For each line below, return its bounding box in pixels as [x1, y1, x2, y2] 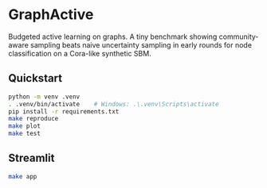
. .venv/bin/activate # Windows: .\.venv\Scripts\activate [8, 100, 219, 108]
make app [8, 172, 37, 180]
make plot [8, 122, 41, 130]
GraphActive [8, 6, 94, 24]
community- [218, 32, 259, 41]
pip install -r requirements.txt [8, 107, 120, 116]
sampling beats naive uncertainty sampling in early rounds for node [30, 40, 253, 49]
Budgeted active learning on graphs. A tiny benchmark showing [8, 32, 218, 41]
